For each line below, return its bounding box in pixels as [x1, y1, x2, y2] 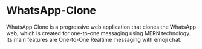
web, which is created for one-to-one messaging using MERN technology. [6, 29, 191, 36]
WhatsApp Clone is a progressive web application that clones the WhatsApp [6, 23, 197, 30]
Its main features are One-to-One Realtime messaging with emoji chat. [6, 36, 182, 43]
